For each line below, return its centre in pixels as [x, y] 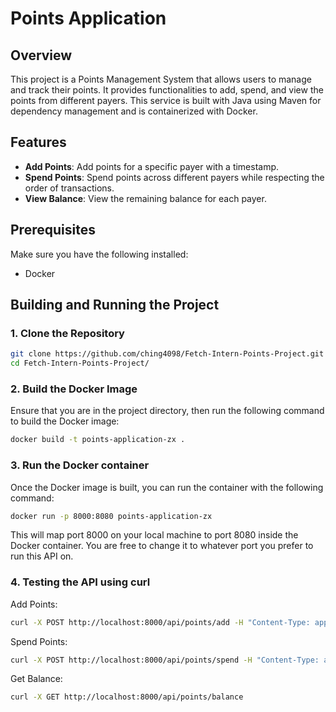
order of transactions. [69, 188]
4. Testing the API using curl [80, 582]
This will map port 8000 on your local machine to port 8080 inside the [154, 535]
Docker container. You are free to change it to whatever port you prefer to [162, 546]
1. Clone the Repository [67, 333]
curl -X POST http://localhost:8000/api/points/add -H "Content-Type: [160, 622]
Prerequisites [53, 230]
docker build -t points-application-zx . [98, 440]
